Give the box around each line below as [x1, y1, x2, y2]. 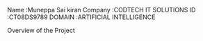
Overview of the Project [7, 27, 75, 34]
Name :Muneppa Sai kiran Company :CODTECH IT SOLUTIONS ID [7, 6, 196, 14]
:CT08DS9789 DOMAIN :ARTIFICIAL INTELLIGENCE [7, 13, 156, 21]
